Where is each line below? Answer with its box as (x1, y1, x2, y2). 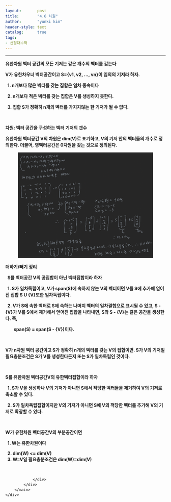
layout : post (5, 8, 47, 13)
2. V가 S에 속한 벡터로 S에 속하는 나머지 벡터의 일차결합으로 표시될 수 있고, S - (7, 303, 161, 309)
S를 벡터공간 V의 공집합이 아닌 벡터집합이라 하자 (7, 274, 102, 281)
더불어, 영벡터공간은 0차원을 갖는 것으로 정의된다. (20, 142, 118, 148)
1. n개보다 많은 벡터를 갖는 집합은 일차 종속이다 (7, 82, 99, 88)
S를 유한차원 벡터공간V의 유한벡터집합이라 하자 (5, 374, 98, 380)
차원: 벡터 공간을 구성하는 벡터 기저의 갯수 (5, 124, 88, 131)
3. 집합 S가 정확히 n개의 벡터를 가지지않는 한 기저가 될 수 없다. (7, 104, 129, 110)
